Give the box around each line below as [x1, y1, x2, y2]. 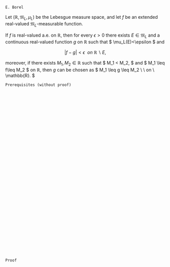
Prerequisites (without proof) [5, 82, 72, 87]
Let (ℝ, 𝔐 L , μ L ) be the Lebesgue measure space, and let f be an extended [5, 14, 158, 21]
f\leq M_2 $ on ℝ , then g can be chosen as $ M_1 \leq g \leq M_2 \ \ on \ [5, 67, 155, 73]
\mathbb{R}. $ [5, 73, 36, 79]
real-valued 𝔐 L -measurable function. [5, 20, 83, 28]
